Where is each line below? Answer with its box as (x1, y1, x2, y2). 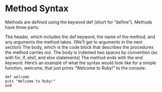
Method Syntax (5, 3, 69, 14)
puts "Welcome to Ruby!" (5, 79, 56, 84)
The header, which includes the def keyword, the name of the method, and (5, 34, 155, 40)
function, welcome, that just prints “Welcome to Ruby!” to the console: (5, 65, 146, 71)
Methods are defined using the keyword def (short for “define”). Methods (5, 19, 152, 25)
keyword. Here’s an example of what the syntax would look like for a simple (5, 60, 156, 66)
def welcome (5, 74, 29, 79)
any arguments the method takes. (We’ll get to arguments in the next (5, 39, 143, 45)
